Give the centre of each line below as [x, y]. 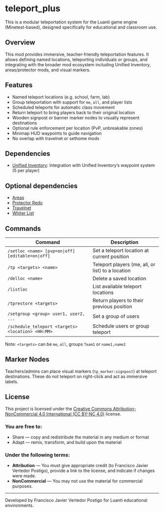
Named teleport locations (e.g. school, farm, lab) [61, 97]
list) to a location [112, 270]
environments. [20, 506]
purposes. [22, 486]
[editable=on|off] [29, 256]
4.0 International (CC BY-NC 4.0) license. [80, 414]
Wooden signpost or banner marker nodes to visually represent [76, 118]
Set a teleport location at [121, 250]
